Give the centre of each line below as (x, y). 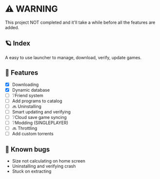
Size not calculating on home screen (49, 161)
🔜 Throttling (25, 128)
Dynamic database (31, 90)
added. (12, 27)
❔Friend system (28, 95)
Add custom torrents (33, 134)
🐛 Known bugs (27, 149)
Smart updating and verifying (41, 112)
